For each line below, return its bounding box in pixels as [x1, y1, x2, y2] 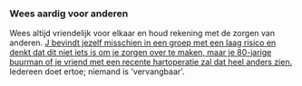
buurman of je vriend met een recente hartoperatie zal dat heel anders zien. [9, 57, 293, 68]
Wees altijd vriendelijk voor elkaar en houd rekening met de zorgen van [9, 28, 275, 39]
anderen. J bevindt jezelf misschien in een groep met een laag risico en [9, 37, 277, 48]
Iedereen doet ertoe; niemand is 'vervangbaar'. [9, 66, 185, 77]
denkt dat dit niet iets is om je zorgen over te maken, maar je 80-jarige [9, 47, 272, 58]
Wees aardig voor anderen [9, 7, 129, 20]
